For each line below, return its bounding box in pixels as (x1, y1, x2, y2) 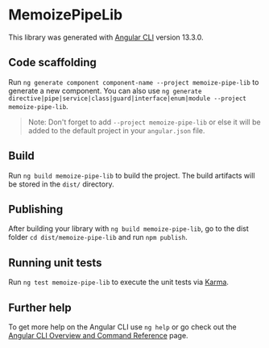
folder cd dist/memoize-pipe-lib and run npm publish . (8, 233, 188, 242)
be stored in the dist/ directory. (8, 179, 114, 189)
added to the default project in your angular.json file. (27, 125, 205, 135)
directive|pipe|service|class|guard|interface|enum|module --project (8, 94, 247, 103)
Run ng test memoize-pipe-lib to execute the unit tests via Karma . (8, 277, 230, 287)
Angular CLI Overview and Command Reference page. (8, 331, 188, 340)
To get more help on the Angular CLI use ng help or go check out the (8, 322, 237, 332)
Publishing (8, 202, 64, 216)
